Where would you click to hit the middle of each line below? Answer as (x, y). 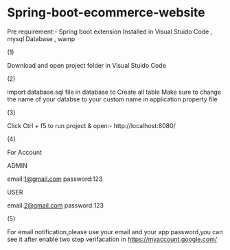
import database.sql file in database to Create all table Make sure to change (114, 92)
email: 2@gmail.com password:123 (56, 205)
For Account (25, 152)
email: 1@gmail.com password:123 (55, 179)
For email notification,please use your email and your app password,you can (115, 232)
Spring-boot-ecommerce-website (106, 13)
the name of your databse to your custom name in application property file (112, 99)
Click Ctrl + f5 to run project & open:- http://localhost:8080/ (92, 125)
